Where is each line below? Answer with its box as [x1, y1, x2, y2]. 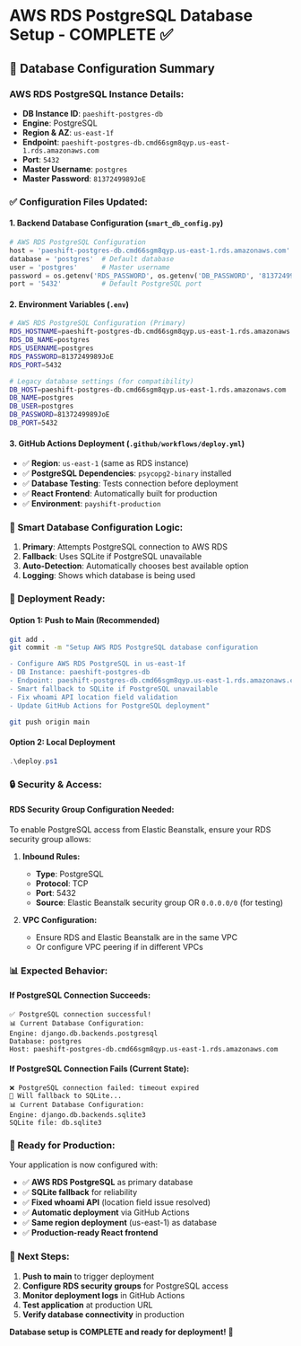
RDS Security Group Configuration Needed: [9, 805, 175, 815]
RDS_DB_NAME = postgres [9, 336, 90, 345]
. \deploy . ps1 [9, 756, 58, 766]
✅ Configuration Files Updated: [9, 195, 148, 207]
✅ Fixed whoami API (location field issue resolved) [21, 1197, 211, 1208]
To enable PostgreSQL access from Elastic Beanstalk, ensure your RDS [9, 823, 271, 835]
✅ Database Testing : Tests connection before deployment [21, 478, 239, 489]
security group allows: [9, 833, 91, 844]
